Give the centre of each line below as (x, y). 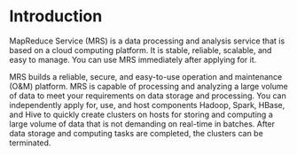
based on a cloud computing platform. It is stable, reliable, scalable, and (141, 50)
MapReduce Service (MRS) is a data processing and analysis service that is (147, 41)
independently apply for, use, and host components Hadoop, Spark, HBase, (147, 105)
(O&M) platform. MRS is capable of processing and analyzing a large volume (148, 86)
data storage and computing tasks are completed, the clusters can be (136, 133)
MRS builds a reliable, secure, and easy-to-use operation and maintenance (146, 76)
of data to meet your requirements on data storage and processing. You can (148, 96)
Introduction (56, 16)
